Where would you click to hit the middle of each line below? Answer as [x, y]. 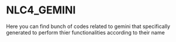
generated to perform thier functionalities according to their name [86, 32]
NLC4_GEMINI [41, 10]
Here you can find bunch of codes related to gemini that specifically [88, 26]
